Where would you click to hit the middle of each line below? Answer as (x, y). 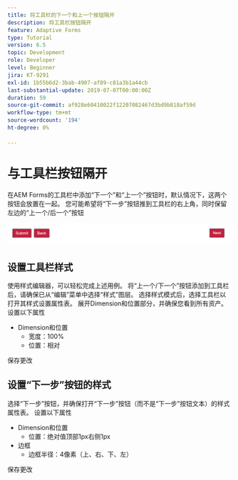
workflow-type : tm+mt (40, 113)
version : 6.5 (27, 45)
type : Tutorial (30, 38)
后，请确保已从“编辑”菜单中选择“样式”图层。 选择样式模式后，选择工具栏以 (117, 295)
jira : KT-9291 (29, 75)
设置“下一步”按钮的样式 (59, 385)
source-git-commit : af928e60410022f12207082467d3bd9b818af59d (102, 105)
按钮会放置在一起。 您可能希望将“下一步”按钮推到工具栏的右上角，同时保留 (117, 204)
